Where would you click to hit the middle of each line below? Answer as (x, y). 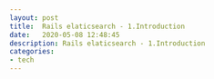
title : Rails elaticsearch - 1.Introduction (97, 26)
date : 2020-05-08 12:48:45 (65, 35)
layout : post (34, 18)
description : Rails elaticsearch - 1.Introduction (107, 43)
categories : (32, 52)
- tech (22, 60)
